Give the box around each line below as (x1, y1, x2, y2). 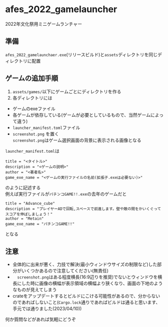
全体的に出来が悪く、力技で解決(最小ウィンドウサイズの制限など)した (12, 261, 157, 267)
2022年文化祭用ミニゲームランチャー (5, 21, 82, 27)
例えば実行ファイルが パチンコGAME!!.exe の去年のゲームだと (5, 191, 127, 197)
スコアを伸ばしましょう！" (5, 211, 53, 217)
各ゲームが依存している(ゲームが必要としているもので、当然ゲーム (12, 112, 151, 118)
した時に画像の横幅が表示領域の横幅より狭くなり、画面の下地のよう (21, 281, 163, 287)
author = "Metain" (5, 216, 44, 221)
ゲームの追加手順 (5, 74, 59, 83)
